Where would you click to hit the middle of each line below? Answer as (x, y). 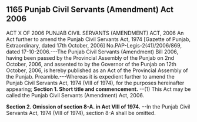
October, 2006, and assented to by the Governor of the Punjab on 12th (91, 64)
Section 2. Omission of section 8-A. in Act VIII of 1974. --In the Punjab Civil (98, 106)
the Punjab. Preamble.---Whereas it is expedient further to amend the (90, 76)
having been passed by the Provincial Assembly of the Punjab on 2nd (90, 57)
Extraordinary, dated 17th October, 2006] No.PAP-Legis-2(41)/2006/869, (94, 45)
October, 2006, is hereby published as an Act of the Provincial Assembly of (97, 70)
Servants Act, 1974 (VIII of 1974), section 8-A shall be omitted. (81, 113)
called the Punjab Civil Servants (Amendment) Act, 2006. (75, 95)
